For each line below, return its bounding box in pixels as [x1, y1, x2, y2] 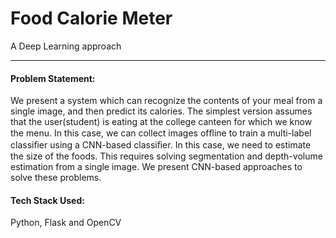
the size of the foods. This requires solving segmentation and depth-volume [10, 150, 323, 162]
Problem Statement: [10, 72, 96, 84]
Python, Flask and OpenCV [10, 217, 122, 229]
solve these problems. [10, 172, 102, 184]
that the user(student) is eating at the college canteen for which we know [10, 116, 313, 128]
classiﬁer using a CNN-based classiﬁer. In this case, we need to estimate [10, 139, 312, 151]
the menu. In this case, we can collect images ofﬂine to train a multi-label [10, 127, 312, 139]
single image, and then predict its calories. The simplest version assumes [10, 105, 313, 117]
